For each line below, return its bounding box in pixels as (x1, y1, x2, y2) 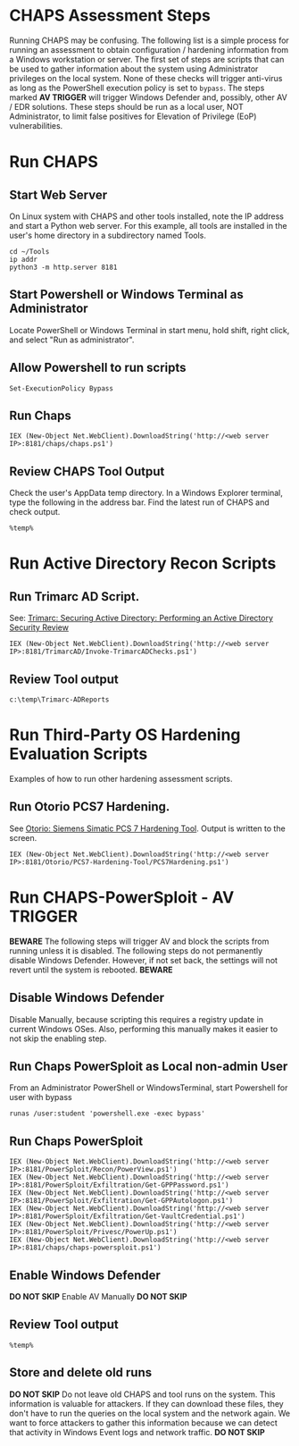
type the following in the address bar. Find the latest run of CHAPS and (9, 497, 270, 508)
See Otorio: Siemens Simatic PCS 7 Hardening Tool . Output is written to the (9, 823, 286, 834)
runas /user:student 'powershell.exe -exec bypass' (9, 1109, 205, 1118)
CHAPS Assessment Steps (9, 5, 212, 26)
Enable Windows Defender (9, 1267, 161, 1282)
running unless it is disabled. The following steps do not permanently (9, 945, 263, 956)
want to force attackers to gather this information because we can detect (9, 1417, 278, 1428)
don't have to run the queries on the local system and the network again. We (9, 1408, 291, 1418)
